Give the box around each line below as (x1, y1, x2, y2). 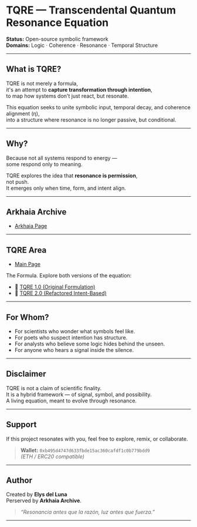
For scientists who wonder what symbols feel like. (14, 328, 135, 335)
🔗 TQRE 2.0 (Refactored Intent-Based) (14, 290, 107, 297)
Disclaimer (6, 369, 46, 379)
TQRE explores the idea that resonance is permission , (6, 172, 138, 179)
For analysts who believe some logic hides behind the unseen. (14, 340, 165, 347)
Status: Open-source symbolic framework (6, 35, 108, 42)
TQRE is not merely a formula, (6, 80, 78, 87)
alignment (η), (6, 110, 40, 117)
